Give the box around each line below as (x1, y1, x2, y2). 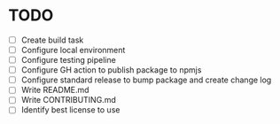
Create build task (20, 35, 84, 45)
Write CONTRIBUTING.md (20, 95, 116, 105)
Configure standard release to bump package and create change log (20, 74, 272, 85)
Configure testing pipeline (20, 55, 116, 66)
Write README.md (20, 85, 89, 96)
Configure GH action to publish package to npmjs (20, 65, 202, 75)
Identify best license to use (20, 105, 121, 115)
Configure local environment (20, 45, 126, 55)
